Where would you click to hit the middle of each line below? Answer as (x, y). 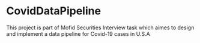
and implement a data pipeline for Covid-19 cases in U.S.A (78, 33)
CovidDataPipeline (53, 11)
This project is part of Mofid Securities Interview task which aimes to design (100, 27)
